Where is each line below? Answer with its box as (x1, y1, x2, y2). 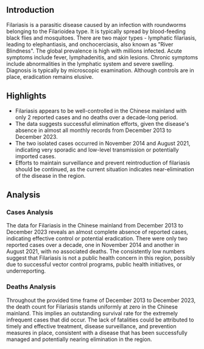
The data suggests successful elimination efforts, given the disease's (15, 120, 189, 127)
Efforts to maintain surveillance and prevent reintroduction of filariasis (15, 159, 191, 166)
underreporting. (6, 267, 46, 274)
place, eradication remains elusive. (6, 73, 94, 80)
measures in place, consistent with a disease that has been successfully (6, 329, 188, 336)
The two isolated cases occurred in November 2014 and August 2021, (15, 139, 191, 147)
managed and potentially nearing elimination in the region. (6, 336, 152, 343)
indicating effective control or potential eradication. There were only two (6, 235, 188, 242)
